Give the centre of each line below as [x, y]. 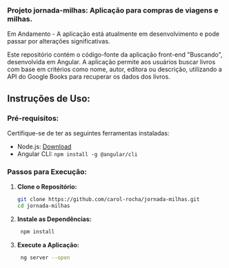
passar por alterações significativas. [59, 41]
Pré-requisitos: [33, 118]
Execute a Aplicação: [48, 245]
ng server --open [45, 258]
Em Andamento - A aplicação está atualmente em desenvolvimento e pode [113, 34]
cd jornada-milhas [43, 206]
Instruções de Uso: [49, 98]
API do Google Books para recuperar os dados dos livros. [89, 77]
